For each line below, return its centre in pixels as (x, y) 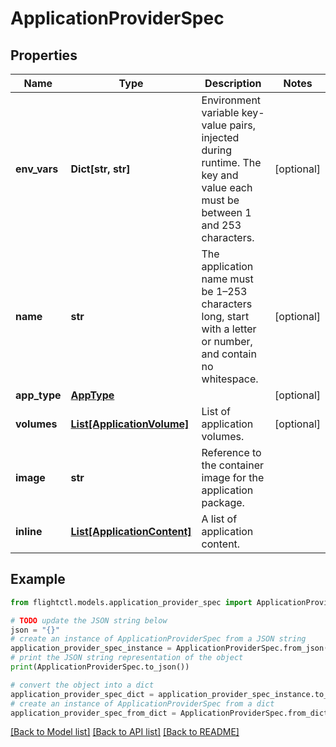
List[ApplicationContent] (131, 531)
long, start (225, 316)
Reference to (231, 452)
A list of (219, 519)
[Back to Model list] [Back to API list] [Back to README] (125, 732)
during (217, 150)
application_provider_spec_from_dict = (93, 713)
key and (220, 175)
